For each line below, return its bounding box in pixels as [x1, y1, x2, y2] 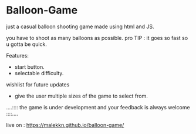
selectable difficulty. [14, 69, 64, 76]
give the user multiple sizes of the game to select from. [14, 92, 148, 99]
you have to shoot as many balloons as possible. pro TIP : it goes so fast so [6, 34, 188, 41]
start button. [14, 63, 45, 71]
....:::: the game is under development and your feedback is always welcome [6, 103, 190, 110]
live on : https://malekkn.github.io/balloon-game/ [6, 121, 124, 128]
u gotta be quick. [6, 41, 47, 48]
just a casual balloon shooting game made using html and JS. [6, 23, 154, 30]
